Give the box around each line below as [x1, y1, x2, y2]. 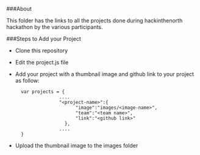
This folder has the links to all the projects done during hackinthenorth [6, 17, 183, 24]
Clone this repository [15, 47, 68, 54]
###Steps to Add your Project [6, 35, 81, 42]
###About [6, 5, 32, 12]
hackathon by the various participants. [6, 24, 103, 30]
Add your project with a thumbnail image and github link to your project [15, 71, 194, 78]
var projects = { [21, 89, 65, 95]
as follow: [15, 77, 40, 84]
